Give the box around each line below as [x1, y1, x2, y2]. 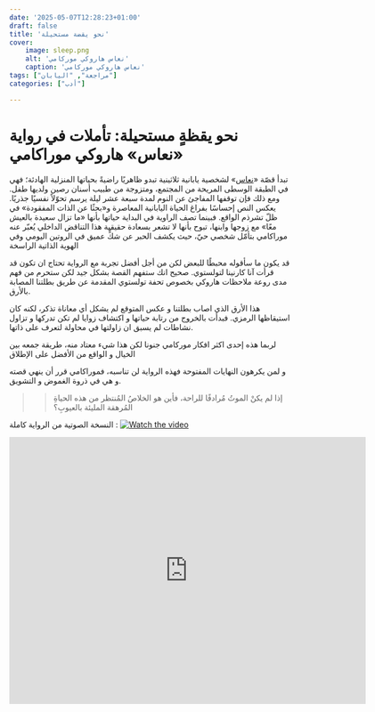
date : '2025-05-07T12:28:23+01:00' [9, 12, 142, 22]
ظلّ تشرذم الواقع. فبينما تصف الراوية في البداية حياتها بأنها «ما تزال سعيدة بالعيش [9, 211, 278, 222]
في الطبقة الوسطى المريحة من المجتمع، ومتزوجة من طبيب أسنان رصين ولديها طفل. [9, 183, 289, 194]
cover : [9, 37, 34, 47]
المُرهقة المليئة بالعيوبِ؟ [53, 401, 134, 412]
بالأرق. [9, 286, 31, 296]
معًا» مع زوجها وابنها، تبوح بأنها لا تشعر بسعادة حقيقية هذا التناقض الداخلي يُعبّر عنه [9, 221, 277, 231]
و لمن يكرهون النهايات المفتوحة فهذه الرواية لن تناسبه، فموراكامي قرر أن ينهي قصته [9, 366, 287, 376]
